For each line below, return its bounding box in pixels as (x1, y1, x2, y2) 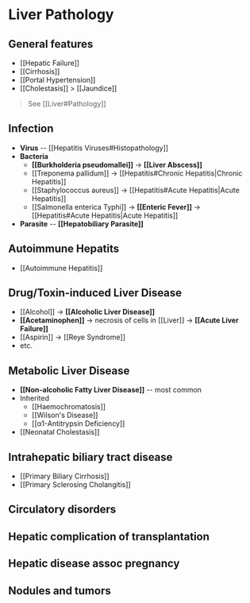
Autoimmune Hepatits (8, 242, 120, 256)
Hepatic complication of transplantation (8, 530, 210, 543)
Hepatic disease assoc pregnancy (8, 557, 180, 570)
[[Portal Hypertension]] (19, 75, 96, 84)
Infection (8, 122, 54, 136)
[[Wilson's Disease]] (31, 411, 98, 420)
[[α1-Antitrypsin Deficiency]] (31, 419, 125, 428)
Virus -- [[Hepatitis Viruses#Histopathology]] (19, 143, 169, 153)
